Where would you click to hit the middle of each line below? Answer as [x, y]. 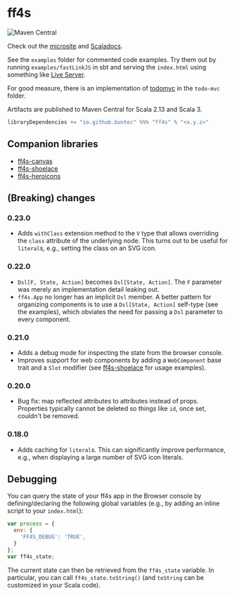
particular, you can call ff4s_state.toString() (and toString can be [106, 577]
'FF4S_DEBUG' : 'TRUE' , [53, 537]
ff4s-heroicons [39, 176]
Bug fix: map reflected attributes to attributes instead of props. [108, 401]
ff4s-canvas [35, 161]
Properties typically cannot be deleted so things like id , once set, [112, 408]
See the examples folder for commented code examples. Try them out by [112, 59]
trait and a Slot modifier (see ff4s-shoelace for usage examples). [112, 368]
